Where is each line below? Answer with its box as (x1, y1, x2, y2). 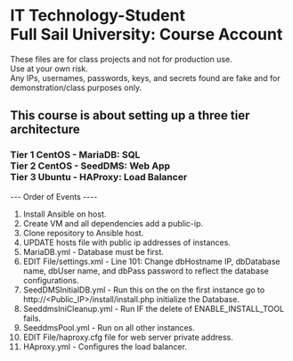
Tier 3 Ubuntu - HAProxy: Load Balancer (10, 171, 188, 184)
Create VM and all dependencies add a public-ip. (22, 217, 204, 228)
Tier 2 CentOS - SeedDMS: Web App (10, 160, 171, 172)
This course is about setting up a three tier (10, 108, 250, 123)
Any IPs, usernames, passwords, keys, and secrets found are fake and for (10, 72, 281, 83)
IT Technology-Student (10, 5, 186, 26)
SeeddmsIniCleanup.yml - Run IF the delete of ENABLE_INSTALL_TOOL (22, 303, 284, 314)
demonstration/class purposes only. (10, 82, 142, 93)
